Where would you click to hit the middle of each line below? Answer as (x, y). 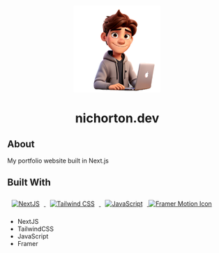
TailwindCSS (36, 229)
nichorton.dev (117, 119)
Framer (28, 243)
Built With (29, 182)
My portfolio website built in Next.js (58, 161)
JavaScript (33, 236)
